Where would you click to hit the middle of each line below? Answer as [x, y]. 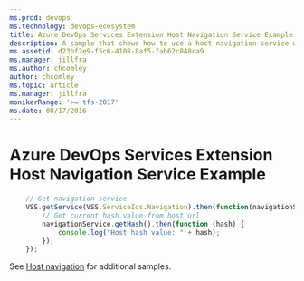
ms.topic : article [44, 85]
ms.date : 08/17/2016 [48, 111]
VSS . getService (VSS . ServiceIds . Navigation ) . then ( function [137, 208]
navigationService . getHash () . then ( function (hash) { [143, 224]
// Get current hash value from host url [121, 215]
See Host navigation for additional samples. [90, 266]
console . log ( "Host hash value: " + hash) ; [139, 232]
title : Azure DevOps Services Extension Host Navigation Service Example [152, 34]
